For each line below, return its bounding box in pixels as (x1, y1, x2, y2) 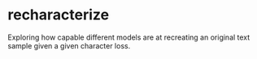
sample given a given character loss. (7, 40, 131, 50)
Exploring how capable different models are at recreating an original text (7, 32, 250, 42)
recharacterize (7, 6, 110, 24)
